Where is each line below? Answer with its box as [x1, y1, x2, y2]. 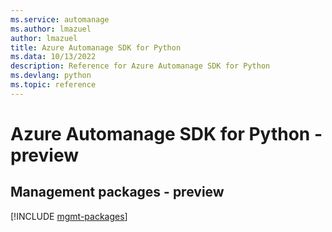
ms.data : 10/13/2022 [10, 52, 97, 62]
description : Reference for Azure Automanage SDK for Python [10, 61, 271, 71]
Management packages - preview [10, 184, 225, 201]
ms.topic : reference [10, 80, 97, 90]
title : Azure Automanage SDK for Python [10, 42, 182, 53]
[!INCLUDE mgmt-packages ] [10, 210, 128, 222]
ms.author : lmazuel [10, 24, 92, 34]
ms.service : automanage [10, 14, 110, 25]
